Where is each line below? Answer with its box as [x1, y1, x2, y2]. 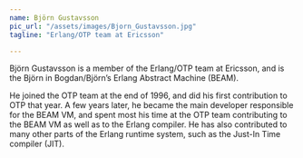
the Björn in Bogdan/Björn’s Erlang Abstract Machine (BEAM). [9, 73, 239, 84]
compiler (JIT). [9, 138, 65, 150]
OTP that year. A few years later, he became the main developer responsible [9, 100, 294, 111]
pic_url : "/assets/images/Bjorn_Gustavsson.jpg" [9, 22, 197, 31]
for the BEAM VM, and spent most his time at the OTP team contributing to [9, 110, 288, 121]
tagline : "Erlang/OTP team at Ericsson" [9, 30, 165, 39]
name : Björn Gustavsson [9, 13, 100, 23]
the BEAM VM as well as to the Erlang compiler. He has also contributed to [9, 119, 288, 130]
